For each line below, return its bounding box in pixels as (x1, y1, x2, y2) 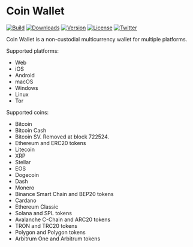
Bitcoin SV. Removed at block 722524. (14, 133, 110, 140)
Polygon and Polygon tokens (14, 228, 86, 236)
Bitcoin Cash (14, 126, 47, 134)
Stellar (14, 158, 31, 165)
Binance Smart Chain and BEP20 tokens (14, 190, 114, 197)
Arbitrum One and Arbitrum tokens (14, 235, 101, 242)
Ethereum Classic (14, 203, 59, 210)
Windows (14, 84, 38, 91)
